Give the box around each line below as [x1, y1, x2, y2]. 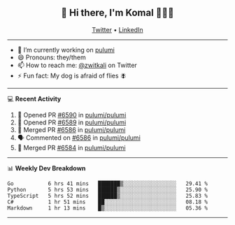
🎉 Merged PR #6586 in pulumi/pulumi [17, 125, 126, 133]
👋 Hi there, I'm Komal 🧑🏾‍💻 [61, 7, 174, 19]
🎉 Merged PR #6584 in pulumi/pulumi [17, 143, 126, 152]
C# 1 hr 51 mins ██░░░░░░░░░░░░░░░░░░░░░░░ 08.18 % [7, 198, 208, 205]
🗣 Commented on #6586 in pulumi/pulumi [17, 133, 141, 142]
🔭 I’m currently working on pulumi [17, 45, 115, 54]
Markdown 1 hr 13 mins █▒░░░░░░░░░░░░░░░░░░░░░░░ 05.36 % [7, 204, 208, 212]
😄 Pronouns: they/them [17, 53, 86, 61]
